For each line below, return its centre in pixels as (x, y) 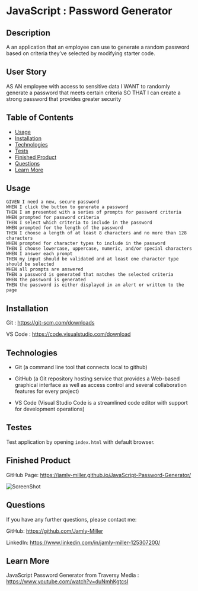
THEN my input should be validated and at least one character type (92, 259)
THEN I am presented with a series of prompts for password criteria (94, 212)
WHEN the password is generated (46, 280)
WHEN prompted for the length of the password (65, 228)
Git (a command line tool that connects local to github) (81, 367)
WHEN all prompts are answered (45, 269)
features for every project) (47, 391)
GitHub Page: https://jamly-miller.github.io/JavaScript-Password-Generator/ (99, 475)
